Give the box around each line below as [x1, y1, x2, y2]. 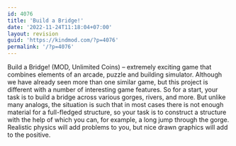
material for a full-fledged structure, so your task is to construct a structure [7, 108, 227, 116]
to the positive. [7, 130, 51, 139]
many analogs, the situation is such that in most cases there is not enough [7, 101, 224, 108]
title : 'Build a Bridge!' [7, 17, 84, 24]
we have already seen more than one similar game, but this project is [7, 78, 208, 86]
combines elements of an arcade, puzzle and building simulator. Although [7, 70, 223, 79]
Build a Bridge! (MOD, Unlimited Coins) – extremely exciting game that [7, 63, 212, 71]
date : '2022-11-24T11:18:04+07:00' [7, 23, 113, 30]
